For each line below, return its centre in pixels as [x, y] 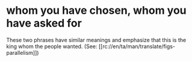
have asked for [44, 23]
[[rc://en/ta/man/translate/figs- [137, 46]
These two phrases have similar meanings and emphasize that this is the [96, 40]
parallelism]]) [23, 52]
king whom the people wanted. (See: [52, 46]
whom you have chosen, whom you [96, 11]
